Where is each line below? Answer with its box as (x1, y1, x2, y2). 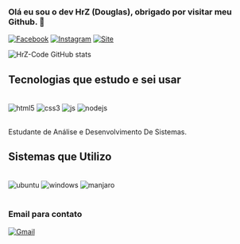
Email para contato (8, 209, 83, 220)
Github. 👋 (8, 16, 45, 27)
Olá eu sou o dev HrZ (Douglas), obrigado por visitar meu (8, 6, 232, 17)
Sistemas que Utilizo (8, 150, 112, 164)
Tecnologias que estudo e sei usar (8, 72, 181, 86)
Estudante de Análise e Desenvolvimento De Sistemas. (8, 126, 187, 137)
